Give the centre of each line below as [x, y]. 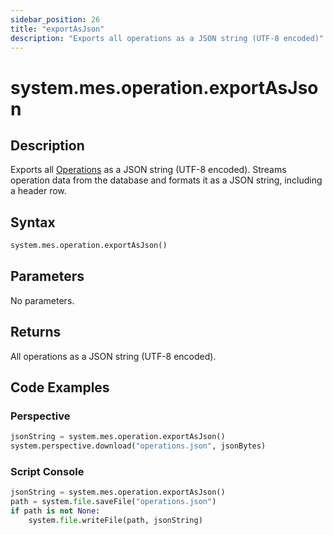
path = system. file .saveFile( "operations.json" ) [113, 502]
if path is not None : [55, 511]
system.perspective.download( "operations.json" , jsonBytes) [138, 446]
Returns [36, 332]
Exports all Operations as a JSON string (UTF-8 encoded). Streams [148, 170]
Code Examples [60, 387]
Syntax [33, 222]
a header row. [38, 191]
